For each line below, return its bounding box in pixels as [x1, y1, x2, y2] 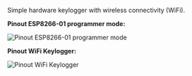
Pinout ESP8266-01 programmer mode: [7, 20, 126, 27]
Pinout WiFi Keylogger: [7, 47, 76, 55]
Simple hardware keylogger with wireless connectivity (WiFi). [7, 6, 186, 14]
